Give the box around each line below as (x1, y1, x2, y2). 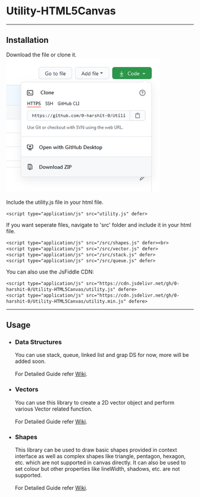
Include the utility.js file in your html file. (6, 198, 104, 206)
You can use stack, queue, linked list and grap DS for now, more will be (14, 352, 189, 359)
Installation (6, 35, 49, 45)
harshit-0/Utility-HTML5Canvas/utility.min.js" (6, 298, 127, 305)
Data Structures (14, 338, 62, 346)
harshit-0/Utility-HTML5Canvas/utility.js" (6, 286, 116, 293)
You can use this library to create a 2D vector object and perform (14, 399, 174, 406)
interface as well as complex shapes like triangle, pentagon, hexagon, (14, 453, 186, 460)
